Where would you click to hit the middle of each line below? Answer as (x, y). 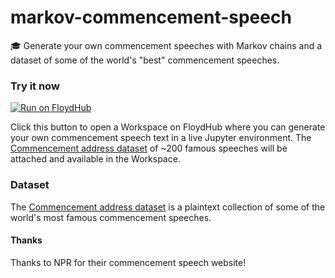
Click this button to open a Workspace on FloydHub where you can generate (168, 127)
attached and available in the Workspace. (95, 159)
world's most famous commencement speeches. (111, 217)
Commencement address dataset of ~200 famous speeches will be (149, 148)
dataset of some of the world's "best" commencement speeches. (145, 60)
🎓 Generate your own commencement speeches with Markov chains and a (166, 45)
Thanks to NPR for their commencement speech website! (128, 262)
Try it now (35, 86)
